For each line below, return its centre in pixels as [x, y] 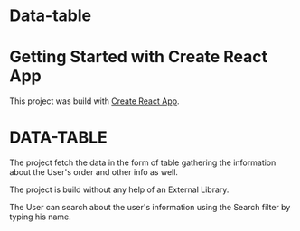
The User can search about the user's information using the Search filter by [150, 208]
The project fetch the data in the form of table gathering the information [143, 162]
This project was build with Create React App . [94, 101]
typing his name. [41, 217]
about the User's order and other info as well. [94, 172]
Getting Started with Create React [139, 57]
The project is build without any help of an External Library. [119, 189]
